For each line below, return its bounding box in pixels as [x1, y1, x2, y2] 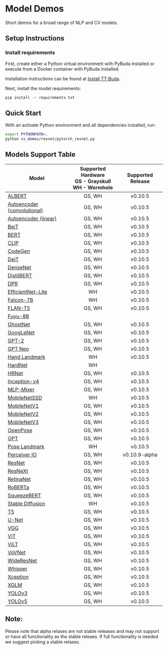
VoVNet [7, 549, 26, 556]
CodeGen [7, 248, 30, 255]
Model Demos [5, 3, 64, 15]
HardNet [7, 361, 28, 368]
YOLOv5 [7, 597, 27, 604]
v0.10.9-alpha [122, 451, 157, 458]
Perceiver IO [7, 451, 37, 458]
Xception [7, 573, 29, 580]
